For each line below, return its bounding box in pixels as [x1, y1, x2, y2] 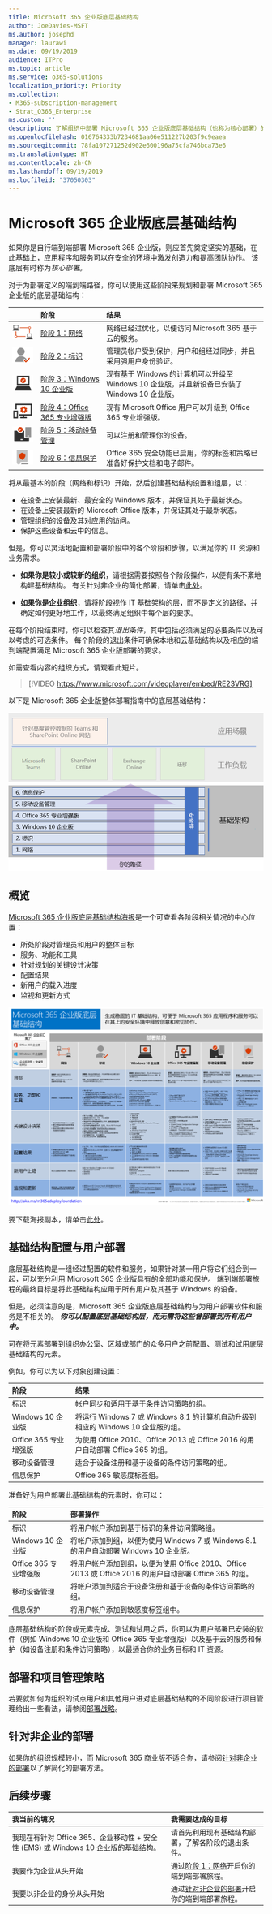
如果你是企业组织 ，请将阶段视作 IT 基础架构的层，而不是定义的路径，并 [19, 597, 258, 607]
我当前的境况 [11, 1814, 55, 1824]
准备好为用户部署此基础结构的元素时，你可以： [8, 1489, 164, 1499]
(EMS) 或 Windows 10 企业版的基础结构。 [20, 1843, 160, 1852]
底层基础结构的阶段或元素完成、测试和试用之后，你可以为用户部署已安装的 [8, 1624, 257, 1634]
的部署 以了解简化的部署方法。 [8, 1762, 108, 1773]
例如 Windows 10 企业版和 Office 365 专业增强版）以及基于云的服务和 [22, 1634, 255, 1644]
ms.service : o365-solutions [8, 73, 104, 81]
